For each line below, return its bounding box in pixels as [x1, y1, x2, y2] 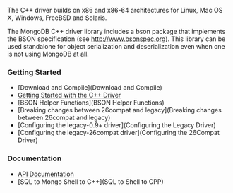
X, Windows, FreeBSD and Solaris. [7, 13, 107, 22]
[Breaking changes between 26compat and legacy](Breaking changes [17, 106, 222, 115]
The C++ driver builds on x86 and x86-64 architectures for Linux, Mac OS [7, 6, 223, 14]
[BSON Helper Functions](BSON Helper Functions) [17, 98, 165, 107]
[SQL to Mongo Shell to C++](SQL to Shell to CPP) [17, 177, 164, 186]
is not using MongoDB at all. [7, 49, 90, 58]
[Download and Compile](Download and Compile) [17, 83, 162, 92]
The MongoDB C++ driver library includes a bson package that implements [7, 28, 226, 35]
